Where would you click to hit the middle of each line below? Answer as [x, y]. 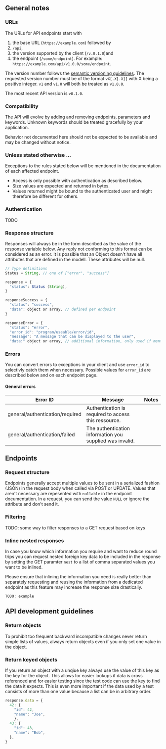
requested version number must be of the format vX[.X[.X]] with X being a [82, 78]
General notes [27, 8]
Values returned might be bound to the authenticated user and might [82, 191]
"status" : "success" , [32, 305]
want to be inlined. [24, 567]
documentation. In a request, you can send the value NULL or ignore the [77, 499]
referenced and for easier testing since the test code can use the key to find [83, 681]
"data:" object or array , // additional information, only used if [81, 341]
